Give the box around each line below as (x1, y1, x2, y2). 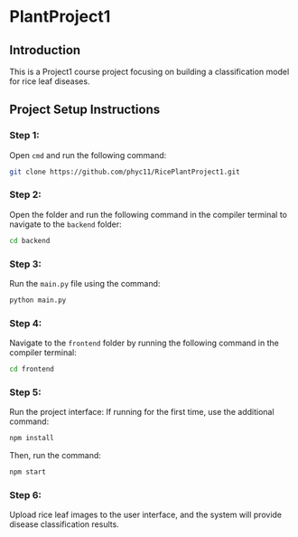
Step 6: (9, 489, 42, 502)
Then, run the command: (9, 450, 102, 461)
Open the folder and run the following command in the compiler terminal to (9, 209, 287, 220)
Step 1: (9, 129, 40, 142)
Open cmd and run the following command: (9, 149, 167, 160)
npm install (9, 434, 54, 443)
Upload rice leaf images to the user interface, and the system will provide (9, 509, 283, 521)
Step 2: (9, 188, 42, 201)
